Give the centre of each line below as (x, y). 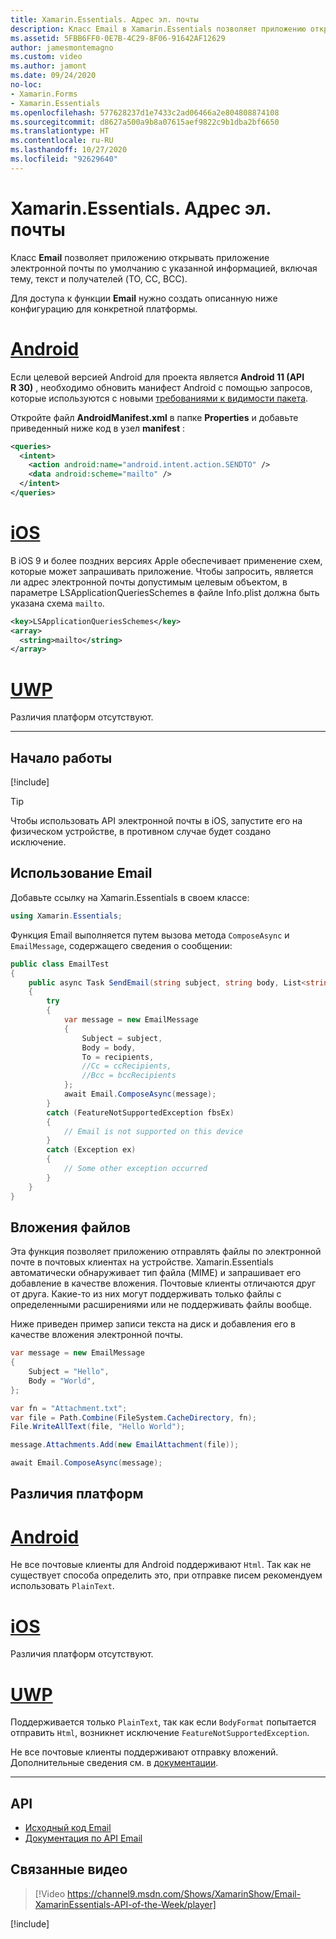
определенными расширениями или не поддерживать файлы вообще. (161, 1305)
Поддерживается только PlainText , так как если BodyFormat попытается (163, 1722)
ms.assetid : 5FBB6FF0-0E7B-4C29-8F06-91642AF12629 (118, 38)
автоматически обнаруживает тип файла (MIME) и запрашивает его (156, 1273)
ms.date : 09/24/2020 (53, 76)
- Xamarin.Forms (44, 94)
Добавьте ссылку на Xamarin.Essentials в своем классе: (130, 897)
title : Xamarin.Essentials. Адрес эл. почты (104, 19)
